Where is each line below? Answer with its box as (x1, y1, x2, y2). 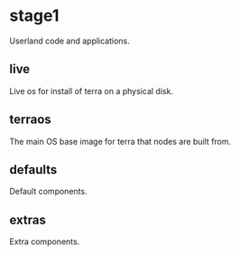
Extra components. (9, 236, 80, 247)
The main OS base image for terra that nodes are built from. (9, 136, 232, 147)
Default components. (9, 186, 88, 197)
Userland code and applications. (9, 35, 131, 46)
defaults (9, 162, 58, 177)
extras (9, 212, 47, 227)
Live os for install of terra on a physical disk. (9, 85, 174, 96)
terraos (9, 112, 51, 128)
